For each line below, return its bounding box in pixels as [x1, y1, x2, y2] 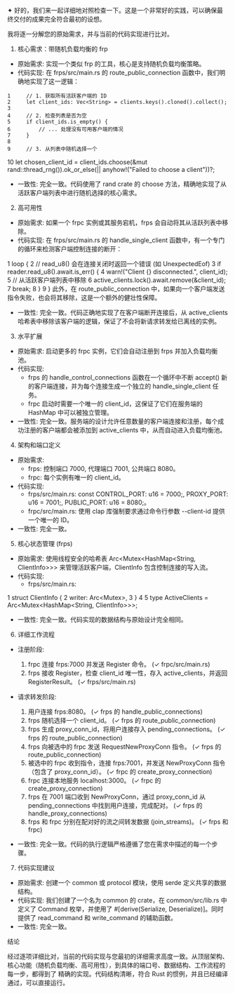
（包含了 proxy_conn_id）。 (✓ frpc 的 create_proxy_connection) [27, 768, 213, 775]
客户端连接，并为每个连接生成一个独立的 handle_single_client [34, 382, 211, 390]
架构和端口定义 [17, 441, 61, 449]
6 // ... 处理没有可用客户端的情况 [7, 126, 124, 133]
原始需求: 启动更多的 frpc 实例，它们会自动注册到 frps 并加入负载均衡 [17, 347, 218, 355]
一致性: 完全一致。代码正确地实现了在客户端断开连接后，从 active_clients [17, 308, 228, 316]
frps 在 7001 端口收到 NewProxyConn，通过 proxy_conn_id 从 [27, 792, 206, 801]
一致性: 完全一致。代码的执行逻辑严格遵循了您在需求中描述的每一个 [17, 840, 212, 848]
